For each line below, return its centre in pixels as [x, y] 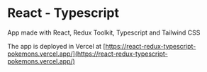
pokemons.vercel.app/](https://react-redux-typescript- [88, 54]
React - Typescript [63, 13]
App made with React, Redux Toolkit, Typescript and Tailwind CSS [104, 32]
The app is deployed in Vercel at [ [56, 46]
